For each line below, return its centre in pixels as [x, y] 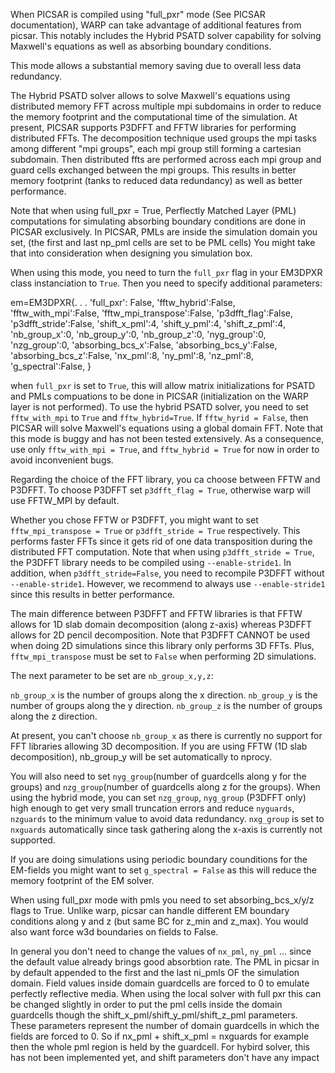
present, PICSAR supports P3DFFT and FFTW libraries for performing [153, 127]
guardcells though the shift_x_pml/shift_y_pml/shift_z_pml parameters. [154, 1015]
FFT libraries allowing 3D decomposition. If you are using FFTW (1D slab [159, 746]
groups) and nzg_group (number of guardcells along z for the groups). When [165, 787]
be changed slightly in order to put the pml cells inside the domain [146, 1004]
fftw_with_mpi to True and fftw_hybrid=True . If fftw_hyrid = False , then [159, 417]
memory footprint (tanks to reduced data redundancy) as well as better [156, 180]
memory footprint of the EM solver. [82, 880]
